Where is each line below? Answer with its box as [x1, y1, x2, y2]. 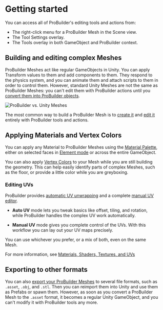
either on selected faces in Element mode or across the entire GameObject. [5, 149, 157, 155]
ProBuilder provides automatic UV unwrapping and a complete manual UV [5, 192, 154, 198]
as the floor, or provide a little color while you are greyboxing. [5, 169, 128, 175]
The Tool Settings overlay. [12, 34, 65, 40]
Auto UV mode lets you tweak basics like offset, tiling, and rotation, [12, 207, 148, 213]
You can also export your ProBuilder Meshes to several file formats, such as [5, 278, 158, 285]
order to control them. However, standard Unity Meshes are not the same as [5, 82, 158, 88]
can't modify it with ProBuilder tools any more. [5, 299, 99, 305]
